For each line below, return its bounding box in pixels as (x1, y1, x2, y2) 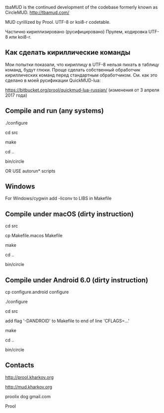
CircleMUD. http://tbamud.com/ (5, 9, 69, 15)
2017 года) (5, 92, 27, 98)
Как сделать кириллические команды (5, 48, 131, 57)
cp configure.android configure (5, 289, 69, 295)
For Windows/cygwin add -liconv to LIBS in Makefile (5, 196, 112, 202)
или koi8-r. (9, 34, 31, 40)
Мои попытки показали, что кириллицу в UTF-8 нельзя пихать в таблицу (5, 62, 160, 68)
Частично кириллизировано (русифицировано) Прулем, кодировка (5, 29, 148, 34)
